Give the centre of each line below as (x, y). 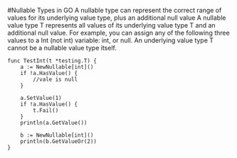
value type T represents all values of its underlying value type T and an (111, 25)
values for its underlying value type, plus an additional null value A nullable (117, 18)
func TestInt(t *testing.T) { (52, 61)
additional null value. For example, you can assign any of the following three (118, 33)
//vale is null (56, 79)
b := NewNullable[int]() (57, 135)
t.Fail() (46, 111)
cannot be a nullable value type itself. (62, 48)
